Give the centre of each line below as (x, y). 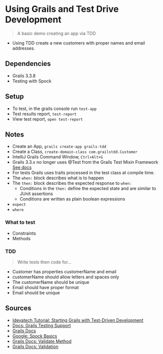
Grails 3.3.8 (24, 76)
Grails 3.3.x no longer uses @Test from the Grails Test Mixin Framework (85, 162)
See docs (22, 167)
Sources (18, 308)
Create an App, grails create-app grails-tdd (59, 147)
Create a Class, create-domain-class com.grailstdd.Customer (75, 152)
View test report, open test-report (47, 119)
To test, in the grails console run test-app (54, 108)
